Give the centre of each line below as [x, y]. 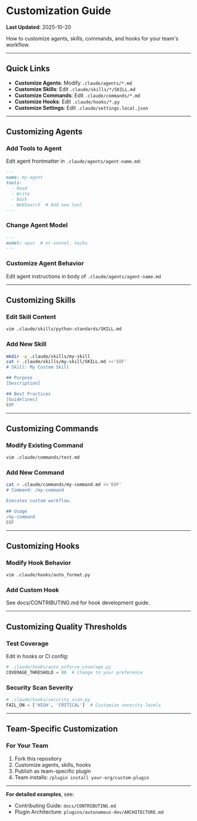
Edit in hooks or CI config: [37, 657]
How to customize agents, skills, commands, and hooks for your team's [92, 38]
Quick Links [28, 69]
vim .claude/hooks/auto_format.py [48, 575]
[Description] [23, 383]
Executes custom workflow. [39, 501]
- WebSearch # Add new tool [47, 205]
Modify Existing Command [45, 445]
